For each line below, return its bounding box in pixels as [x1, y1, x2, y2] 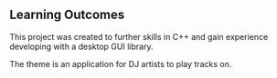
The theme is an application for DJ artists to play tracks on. [9, 58, 232, 69]
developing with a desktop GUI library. [9, 41, 154, 52]
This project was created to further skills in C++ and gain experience [9, 31, 269, 42]
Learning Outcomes [9, 7, 125, 23]
